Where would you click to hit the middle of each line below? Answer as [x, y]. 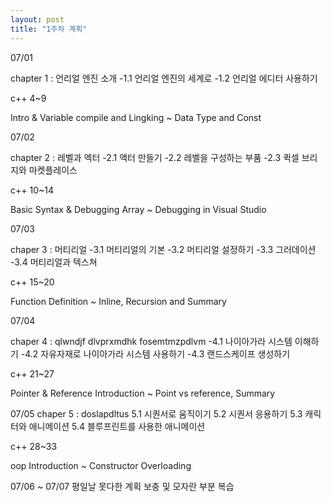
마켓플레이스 [53, 170]
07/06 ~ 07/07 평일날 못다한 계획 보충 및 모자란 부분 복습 [122, 486]
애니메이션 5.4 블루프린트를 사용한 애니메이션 [117, 426]
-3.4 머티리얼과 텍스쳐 [54, 262]
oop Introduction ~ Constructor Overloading [101, 465]
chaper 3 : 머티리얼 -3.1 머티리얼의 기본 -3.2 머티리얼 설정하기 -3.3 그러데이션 [163, 249]
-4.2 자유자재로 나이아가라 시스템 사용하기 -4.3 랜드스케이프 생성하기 [155, 353]
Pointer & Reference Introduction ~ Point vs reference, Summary [143, 393]
